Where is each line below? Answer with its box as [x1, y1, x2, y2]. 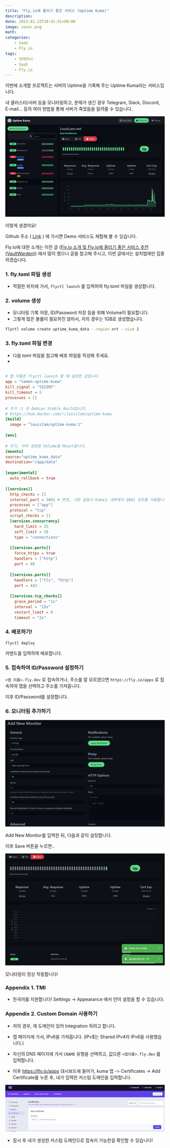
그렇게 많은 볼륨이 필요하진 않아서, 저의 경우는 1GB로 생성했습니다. [12, 316, 144, 322]
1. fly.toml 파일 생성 [5, 270, 52, 278]
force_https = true [14, 551, 56, 556]
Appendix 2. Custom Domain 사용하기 [5, 1010, 98, 1017]
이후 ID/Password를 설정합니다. [5, 694, 68, 700]
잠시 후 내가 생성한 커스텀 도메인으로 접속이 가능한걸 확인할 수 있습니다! [12, 1137, 153, 1143]
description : [5, 13, 33, 19]
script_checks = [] [10, 513, 51, 519]
